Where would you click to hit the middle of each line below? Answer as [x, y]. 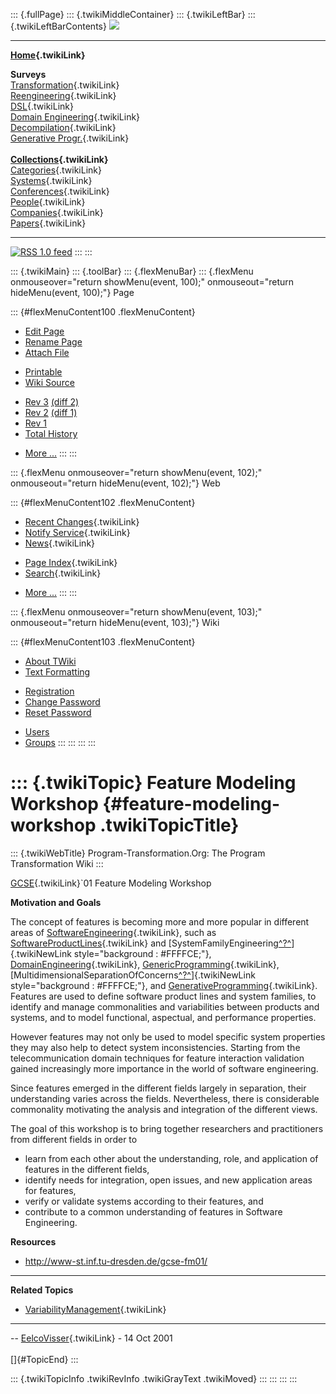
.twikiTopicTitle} [169, 825]
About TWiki [50, 661]
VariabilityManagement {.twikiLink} [95, 1309]
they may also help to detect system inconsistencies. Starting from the [155, 1047]
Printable [43, 372]
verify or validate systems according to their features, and [144, 1201]
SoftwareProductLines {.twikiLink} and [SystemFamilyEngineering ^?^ [151, 943]
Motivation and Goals [56, 902]
